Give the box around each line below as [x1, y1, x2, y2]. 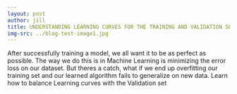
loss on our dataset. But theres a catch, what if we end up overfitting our [7, 64, 218, 72]
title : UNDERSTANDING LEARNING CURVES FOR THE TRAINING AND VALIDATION [7, 23, 222, 30]
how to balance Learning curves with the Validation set [7, 79, 167, 88]
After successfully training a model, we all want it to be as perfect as [7, 49, 207, 58]
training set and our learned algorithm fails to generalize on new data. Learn [7, 72, 228, 80]
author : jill [7, 17, 46, 24]
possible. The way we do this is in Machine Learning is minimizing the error [7, 57, 226, 65]
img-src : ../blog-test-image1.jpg [7, 29, 109, 37]
